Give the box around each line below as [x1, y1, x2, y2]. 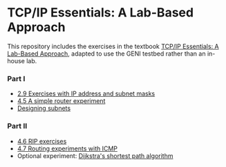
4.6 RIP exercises [17, 137, 67, 145]
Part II [7, 122, 28, 131]
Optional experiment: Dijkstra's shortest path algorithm [17, 151, 173, 159]
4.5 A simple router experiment [17, 97, 106, 105]
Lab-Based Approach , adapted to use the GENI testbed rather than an [7, 49, 206, 58]
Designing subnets [17, 104, 71, 113]
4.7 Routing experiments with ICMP [17, 144, 118, 153]
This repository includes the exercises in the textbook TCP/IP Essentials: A [7, 42, 219, 50]
